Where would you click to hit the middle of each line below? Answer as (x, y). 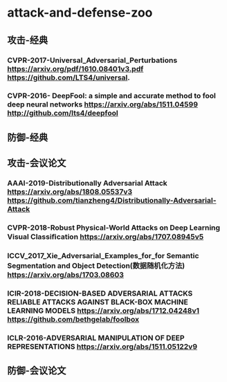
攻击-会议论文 (37, 163)
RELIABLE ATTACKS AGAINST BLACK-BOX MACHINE (98, 302)
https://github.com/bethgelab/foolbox (73, 319)
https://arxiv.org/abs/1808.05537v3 (70, 192)
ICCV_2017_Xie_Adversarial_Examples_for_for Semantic (103, 255)
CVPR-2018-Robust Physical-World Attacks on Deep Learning (113, 228)
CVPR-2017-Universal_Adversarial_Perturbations (92, 60)
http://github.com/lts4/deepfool (63, 113)
